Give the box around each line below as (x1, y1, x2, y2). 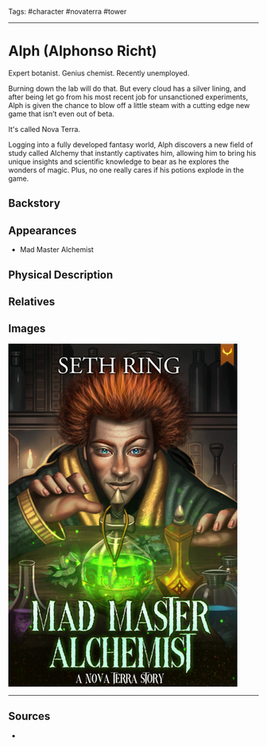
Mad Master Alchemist (19, 245, 94, 254)
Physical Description (8, 268, 114, 282)
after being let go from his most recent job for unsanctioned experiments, (8, 91, 249, 102)
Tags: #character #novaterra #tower (8, 7, 127, 16)
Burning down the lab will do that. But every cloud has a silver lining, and (8, 84, 246, 93)
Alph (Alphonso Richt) (8, 42, 157, 60)
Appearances (8, 223, 77, 237)
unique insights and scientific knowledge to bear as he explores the (8, 157, 230, 166)
